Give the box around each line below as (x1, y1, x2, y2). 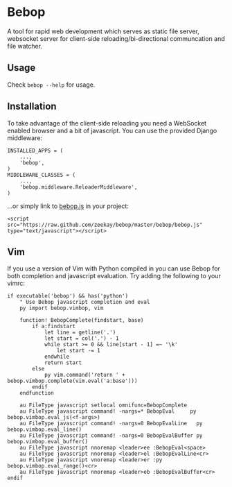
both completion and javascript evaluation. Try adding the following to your (7, 272, 222, 280)
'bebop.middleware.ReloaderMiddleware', (19, 183, 138, 191)
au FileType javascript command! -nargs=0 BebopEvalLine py (19, 420, 203, 427)
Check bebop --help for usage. (7, 80, 96, 89)
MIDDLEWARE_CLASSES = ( (7, 171, 76, 178)
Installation (7, 101, 57, 112)
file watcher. (7, 42, 43, 50)
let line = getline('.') (44, 329, 116, 336)
